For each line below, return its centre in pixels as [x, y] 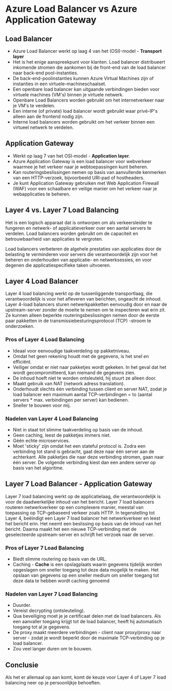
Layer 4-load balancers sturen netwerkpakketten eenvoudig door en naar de [86, 304]
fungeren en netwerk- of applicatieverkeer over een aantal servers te [78, 228]
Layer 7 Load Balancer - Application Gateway [79, 484]
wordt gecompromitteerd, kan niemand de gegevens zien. [74, 372]
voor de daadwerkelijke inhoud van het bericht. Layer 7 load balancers [80, 502]
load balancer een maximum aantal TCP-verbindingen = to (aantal [82, 394]
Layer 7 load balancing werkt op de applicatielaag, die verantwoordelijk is [83, 496]
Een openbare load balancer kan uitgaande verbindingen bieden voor [86, 89]
